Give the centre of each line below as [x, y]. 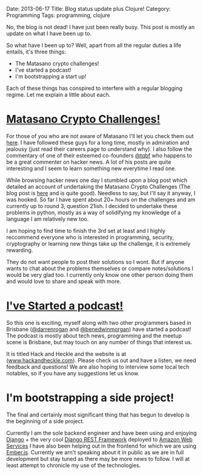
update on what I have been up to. [49, 33]
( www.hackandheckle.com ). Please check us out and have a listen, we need [101, 360]
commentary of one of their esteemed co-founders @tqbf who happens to [99, 155]
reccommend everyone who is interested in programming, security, [90, 237]
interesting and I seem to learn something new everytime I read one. [92, 168]
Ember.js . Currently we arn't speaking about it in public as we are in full [95, 452]
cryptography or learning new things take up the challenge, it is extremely [98, 243]
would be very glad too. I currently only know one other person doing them [100, 275]
